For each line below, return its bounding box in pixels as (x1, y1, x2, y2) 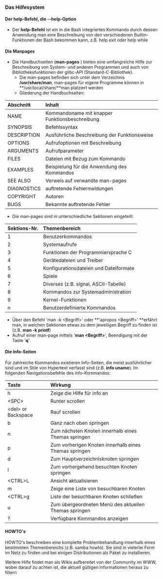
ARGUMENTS (7, 147, 39, 154)
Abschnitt (7, 102, 31, 109)
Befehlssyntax (45, 124, 78, 130)
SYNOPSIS (7, 124, 33, 130)
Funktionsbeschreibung (45, 116, 99, 123)
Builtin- (134, 32, 149, 38)
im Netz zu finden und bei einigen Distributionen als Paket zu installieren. (5, 549, 151, 556)
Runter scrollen (50, 398, 85, 404)
